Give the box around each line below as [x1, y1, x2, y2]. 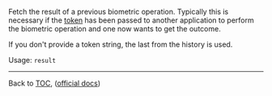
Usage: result [8, 56, 57, 65]
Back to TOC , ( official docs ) [8, 78, 101, 88]
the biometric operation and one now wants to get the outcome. [8, 24, 221, 33]
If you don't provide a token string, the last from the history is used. [8, 40, 233, 49]
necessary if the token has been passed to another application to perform [8, 15, 254, 25]
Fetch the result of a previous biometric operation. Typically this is [8, 7, 229, 16]
